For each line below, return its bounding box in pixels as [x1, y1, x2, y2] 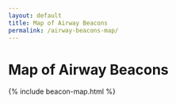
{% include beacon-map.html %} [8, 87, 117, 96]
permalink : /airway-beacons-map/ [8, 26, 119, 34]
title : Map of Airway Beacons [8, 19, 109, 27]
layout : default [8, 11, 62, 20]
